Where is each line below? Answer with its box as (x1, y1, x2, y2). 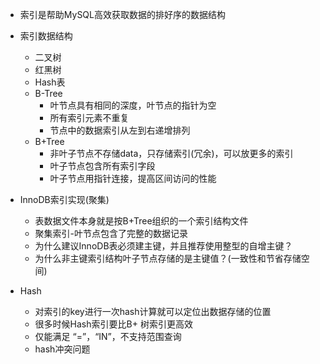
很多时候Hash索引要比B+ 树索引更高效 (34, 318, 193, 330)
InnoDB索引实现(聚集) (19, 194, 110, 205)
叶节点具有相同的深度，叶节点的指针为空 (49, 99, 217, 111)
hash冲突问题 (34, 343, 91, 355)
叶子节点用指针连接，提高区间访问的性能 (49, 173, 217, 184)
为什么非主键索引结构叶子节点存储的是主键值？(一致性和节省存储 (34, 253, 302, 264)
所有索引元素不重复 (49, 112, 130, 123)
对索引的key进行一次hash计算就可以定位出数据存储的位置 (34, 306, 272, 317)
